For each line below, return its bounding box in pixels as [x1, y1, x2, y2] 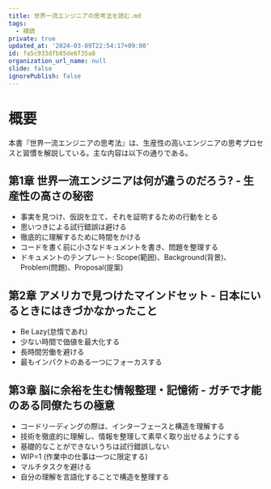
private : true [8, 34, 57, 43]
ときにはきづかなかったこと [19, 304, 158, 317]
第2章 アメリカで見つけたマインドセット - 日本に [8, 288, 251, 302]
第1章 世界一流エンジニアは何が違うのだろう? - [8, 173, 241, 187]
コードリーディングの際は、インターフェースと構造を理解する [19, 422, 225, 431]
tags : [8, 19, 27, 28]
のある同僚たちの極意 [8, 398, 115, 412]
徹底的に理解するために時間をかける [19, 232, 142, 242]
